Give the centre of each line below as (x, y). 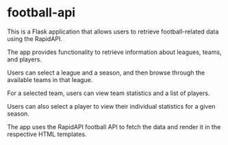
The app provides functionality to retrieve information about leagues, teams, (114, 52)
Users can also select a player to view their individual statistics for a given (111, 106)
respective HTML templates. (47, 134)
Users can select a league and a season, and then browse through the (106, 72)
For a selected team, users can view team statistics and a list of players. (109, 93)
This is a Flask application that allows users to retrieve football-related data (113, 31)
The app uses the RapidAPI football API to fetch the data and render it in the (114, 127)
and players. (25, 59)
